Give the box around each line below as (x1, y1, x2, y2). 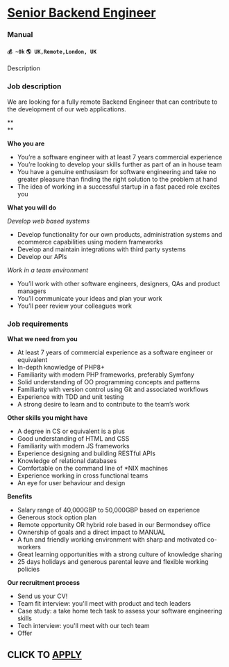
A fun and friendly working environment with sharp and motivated (17, 535, 206, 544)
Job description (7, 81, 62, 91)
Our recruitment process (7, 578, 80, 586)
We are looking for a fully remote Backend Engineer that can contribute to (7, 97, 218, 106)
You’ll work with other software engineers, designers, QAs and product (17, 279, 221, 288)
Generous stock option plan (17, 513, 97, 521)
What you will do (7, 203, 57, 212)
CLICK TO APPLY (7, 649, 82, 661)
